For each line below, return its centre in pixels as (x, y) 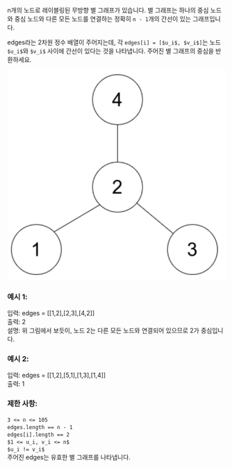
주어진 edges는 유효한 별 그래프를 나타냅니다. (69, 457)
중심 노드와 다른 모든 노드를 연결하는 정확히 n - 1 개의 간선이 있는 (102, 19)
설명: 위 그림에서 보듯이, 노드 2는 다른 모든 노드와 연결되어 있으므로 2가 (103, 331)
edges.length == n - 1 (40, 427)
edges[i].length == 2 (39, 435)
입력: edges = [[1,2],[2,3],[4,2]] (51, 313)
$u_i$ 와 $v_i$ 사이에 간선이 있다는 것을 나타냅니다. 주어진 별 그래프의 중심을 (110, 51)
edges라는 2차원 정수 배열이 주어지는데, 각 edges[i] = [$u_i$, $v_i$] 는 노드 (114, 42)
